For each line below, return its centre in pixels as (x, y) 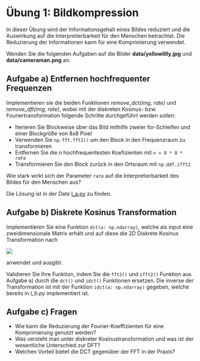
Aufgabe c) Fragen (42, 312)
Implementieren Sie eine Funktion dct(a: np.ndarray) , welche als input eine (100, 227)
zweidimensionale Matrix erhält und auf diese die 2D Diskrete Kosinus (93, 233)
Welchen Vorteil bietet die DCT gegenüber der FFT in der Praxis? (95, 352)
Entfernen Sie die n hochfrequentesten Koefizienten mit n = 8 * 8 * (99, 152)
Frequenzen (29, 88)
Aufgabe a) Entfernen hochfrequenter (78, 79)
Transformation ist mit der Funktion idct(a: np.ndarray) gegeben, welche (98, 287)
